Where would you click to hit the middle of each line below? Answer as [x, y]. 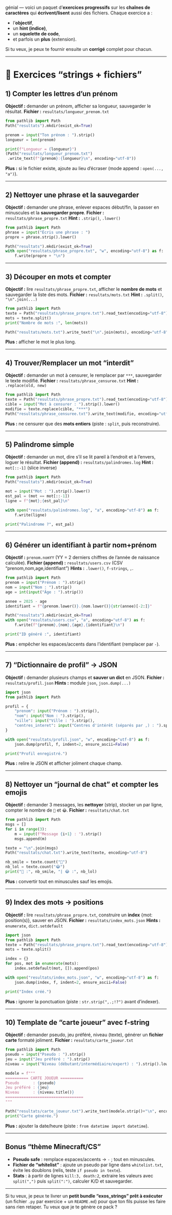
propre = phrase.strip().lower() [41, 237]
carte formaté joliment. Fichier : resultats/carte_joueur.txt [69, 1040]
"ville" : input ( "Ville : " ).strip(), [55, 721]
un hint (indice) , [30, 28]
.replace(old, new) [26, 386]
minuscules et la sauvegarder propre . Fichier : [55, 212]
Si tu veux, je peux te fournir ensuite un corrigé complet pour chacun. [79, 49]
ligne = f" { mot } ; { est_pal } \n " [38, 501]
